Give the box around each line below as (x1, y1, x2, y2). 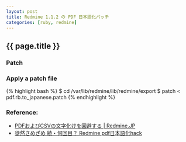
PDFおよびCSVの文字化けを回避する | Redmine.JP (14, 122, 136, 129)
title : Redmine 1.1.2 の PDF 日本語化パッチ (6, 14, 109, 20)
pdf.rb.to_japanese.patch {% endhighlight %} (6, 93, 116, 101)
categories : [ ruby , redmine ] (6, 19, 77, 25)
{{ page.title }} (6, 41, 60, 51)
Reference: (6, 108, 39, 116)
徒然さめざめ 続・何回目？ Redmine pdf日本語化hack (14, 130, 142, 137)
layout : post (6, 8, 38, 15)
